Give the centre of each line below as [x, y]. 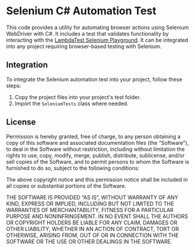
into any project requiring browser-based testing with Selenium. [84, 46]
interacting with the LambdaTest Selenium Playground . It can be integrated [97, 40]
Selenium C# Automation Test [81, 11]
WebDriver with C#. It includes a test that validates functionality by [87, 33]
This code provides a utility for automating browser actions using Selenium [97, 27]
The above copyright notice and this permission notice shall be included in [97, 179]
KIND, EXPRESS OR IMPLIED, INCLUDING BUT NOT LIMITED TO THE [90, 204]
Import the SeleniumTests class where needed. [71, 103]
